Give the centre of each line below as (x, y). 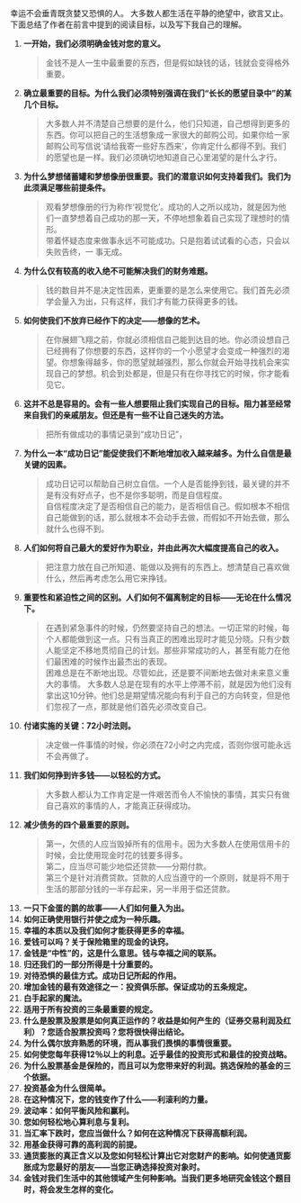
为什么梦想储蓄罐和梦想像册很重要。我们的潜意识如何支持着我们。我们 (153, 176)
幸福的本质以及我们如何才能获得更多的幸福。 (106, 931)
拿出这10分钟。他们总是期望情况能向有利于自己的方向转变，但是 (164, 695)
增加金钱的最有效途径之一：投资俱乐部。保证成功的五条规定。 (137, 987)
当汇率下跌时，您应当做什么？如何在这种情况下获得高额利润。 (137, 1133)
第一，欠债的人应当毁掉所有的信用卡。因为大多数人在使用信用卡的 (168, 844)
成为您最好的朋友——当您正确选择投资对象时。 (118, 1167)
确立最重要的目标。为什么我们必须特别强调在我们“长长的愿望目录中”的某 (157, 93)
